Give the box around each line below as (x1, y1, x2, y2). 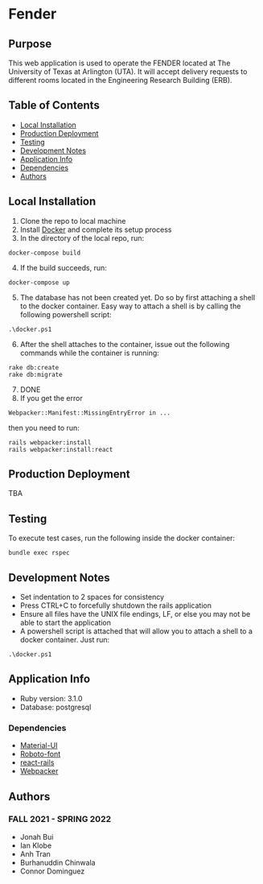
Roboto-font (19, 750, 61, 759)
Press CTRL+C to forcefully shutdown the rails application (19, 601, 212, 610)
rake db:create (8, 363, 60, 371)
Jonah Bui (19, 832, 54, 841)
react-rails (19, 758, 55, 767)
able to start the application (19, 618, 111, 628)
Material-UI (19, 741, 58, 750)
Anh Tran (19, 849, 51, 858)
